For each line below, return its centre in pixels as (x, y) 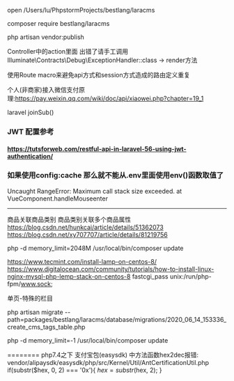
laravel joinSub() (31, 112)
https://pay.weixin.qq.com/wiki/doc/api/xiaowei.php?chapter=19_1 (109, 98)
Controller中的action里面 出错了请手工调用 (68, 51)
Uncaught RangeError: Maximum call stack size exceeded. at (95, 191)
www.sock (36, 283)
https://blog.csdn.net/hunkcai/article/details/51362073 (85, 227)
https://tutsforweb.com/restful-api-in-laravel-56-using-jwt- (97, 148)
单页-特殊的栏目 (30, 298)
